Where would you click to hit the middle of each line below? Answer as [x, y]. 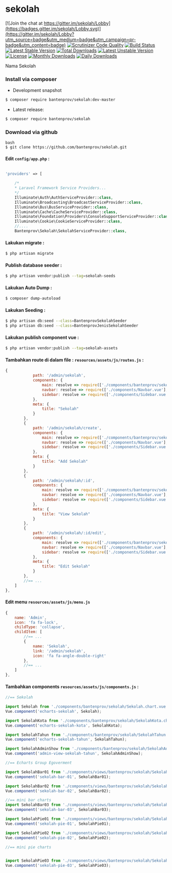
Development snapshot [37, 90]
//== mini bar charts [28, 800]
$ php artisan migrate [29, 254]
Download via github [31, 132]
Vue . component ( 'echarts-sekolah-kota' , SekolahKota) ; [64, 725]
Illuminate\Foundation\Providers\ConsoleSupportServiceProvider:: [87, 217]
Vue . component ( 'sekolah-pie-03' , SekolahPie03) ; [58, 866]
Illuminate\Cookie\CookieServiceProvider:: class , [69, 221]
